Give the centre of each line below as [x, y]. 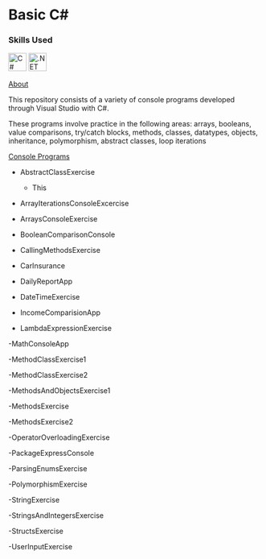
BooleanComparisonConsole [68, 234]
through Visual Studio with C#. [59, 108]
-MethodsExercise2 [41, 422]
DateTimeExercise [50, 297]
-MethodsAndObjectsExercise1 [59, 391]
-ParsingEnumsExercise [48, 469]
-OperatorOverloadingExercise [59, 437]
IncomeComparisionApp [60, 313]
